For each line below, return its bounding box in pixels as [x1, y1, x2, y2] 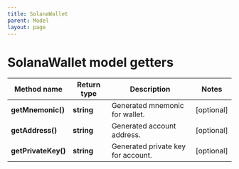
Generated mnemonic [111, 101, 184, 111]
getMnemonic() [11, 105, 65, 115]
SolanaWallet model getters [7, 54, 174, 70]
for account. [111, 151, 153, 160]
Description [129, 84, 171, 94]
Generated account [111, 121, 176, 131]
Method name [14, 84, 63, 94]
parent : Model [7, 17, 50, 24]
